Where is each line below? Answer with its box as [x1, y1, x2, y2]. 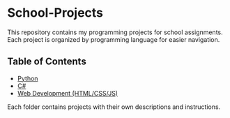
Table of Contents [7, 56, 87, 68]
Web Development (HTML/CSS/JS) [17, 89, 118, 97]
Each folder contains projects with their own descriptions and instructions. [7, 103, 221, 111]
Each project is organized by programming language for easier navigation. [7, 35, 220, 43]
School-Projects [7, 5, 103, 21]
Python [17, 74, 38, 82]
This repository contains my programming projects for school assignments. [7, 28, 223, 36]
